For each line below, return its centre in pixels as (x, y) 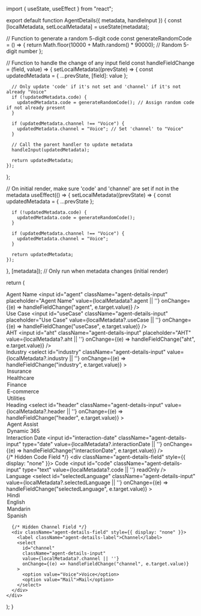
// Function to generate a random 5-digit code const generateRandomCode (99, 38)
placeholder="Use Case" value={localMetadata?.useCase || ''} (84, 320)
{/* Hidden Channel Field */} (49, 527)
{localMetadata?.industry (37, 358)
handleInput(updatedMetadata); (51, 150)
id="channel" (38, 548)
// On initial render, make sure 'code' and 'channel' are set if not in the (92, 188)
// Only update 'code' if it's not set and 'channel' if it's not (96, 87)
